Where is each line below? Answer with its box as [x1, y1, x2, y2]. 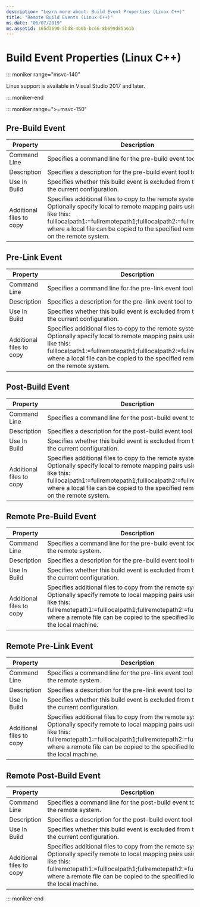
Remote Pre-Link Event [6, 641, 93, 651]
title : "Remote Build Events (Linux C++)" [6, 14, 113, 20]
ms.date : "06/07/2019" [6, 20, 62, 26]
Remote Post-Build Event [6, 770, 101, 780]
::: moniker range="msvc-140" [6, 71, 80, 78]
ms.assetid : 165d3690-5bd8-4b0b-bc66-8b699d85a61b [6, 25, 135, 32]
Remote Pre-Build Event [6, 511, 96, 522]
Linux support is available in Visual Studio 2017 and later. [6, 82, 145, 90]
